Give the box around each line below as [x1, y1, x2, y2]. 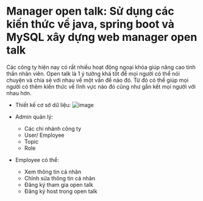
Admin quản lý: [15, 113, 54, 120]
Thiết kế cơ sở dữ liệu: [15, 101, 71, 108]
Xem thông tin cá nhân [24, 168, 81, 175]
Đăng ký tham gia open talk [24, 181, 93, 188]
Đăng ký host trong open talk [24, 188, 98, 195]
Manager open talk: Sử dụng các [6, 4, 175, 18]
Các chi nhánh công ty [24, 125, 82, 132]
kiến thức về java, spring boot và [6, 17, 175, 31]
